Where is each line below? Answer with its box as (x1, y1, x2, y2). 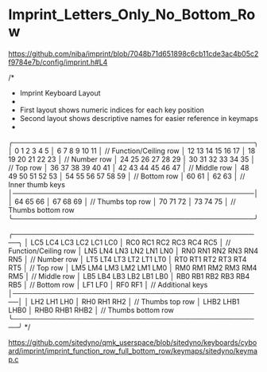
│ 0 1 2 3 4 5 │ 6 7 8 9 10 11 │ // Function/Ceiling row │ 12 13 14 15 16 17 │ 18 (8, 146, 256, 155)
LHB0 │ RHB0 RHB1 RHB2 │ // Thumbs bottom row (8, 305, 175, 315)
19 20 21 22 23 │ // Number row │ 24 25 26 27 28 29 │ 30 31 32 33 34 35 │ (8, 154, 256, 164)
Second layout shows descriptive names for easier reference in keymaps (19, 113, 258, 123)
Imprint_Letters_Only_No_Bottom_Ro (8, 6, 256, 24)
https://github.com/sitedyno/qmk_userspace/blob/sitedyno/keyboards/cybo (8, 337, 257, 347)
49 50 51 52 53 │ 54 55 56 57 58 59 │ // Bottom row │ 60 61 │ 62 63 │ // (8, 171, 246, 181)
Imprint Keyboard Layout (19, 88, 101, 97)
